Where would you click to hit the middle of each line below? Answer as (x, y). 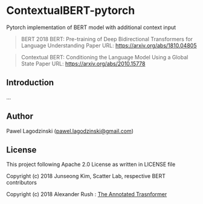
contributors (22, 183)
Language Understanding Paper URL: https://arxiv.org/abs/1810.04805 (109, 45)
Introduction (30, 83)
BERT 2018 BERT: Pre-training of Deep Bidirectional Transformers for (107, 39)
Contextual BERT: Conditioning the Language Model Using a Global (105, 57)
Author (20, 117)
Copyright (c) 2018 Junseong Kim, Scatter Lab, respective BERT (86, 176)
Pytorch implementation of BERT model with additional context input (91, 27)
